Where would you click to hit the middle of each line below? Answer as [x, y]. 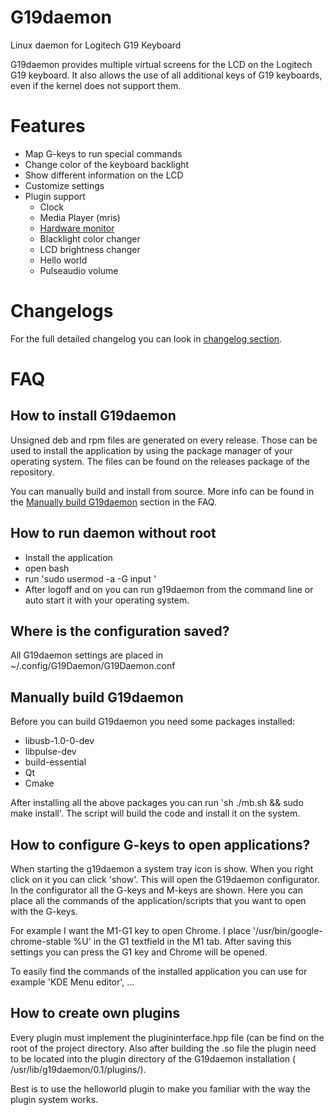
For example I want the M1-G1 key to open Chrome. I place [130, 931]
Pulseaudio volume [79, 270]
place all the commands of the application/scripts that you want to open [158, 901]
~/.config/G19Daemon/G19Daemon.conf [93, 666]
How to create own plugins [95, 1013]
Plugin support [55, 196]
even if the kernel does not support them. [96, 85]
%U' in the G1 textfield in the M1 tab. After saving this [182, 942]
